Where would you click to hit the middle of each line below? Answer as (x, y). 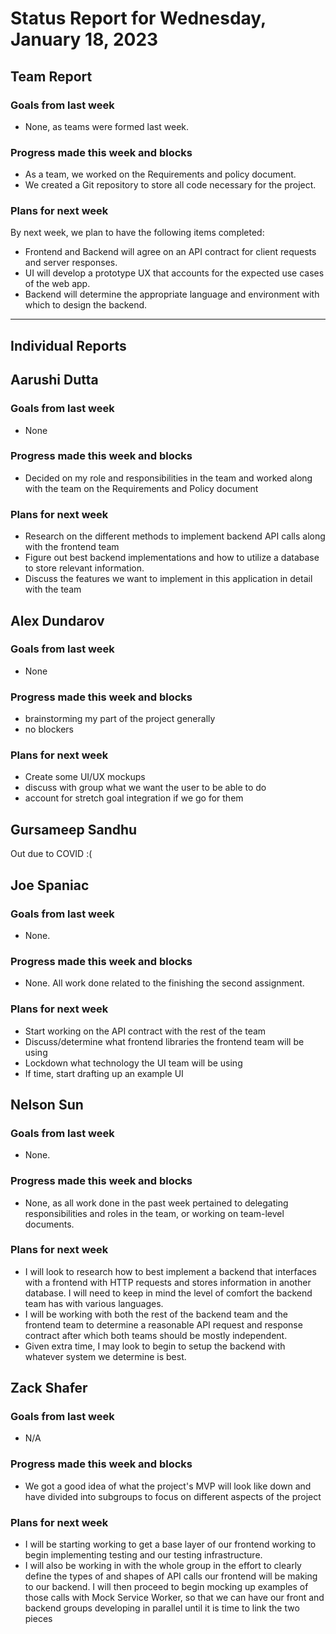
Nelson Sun (47, 1104)
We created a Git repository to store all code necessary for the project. (170, 185)
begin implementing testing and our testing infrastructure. (143, 1555)
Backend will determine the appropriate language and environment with (172, 294)
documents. (49, 1224)
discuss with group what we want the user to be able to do (145, 788)
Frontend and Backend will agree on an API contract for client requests (170, 252)
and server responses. (71, 263)
